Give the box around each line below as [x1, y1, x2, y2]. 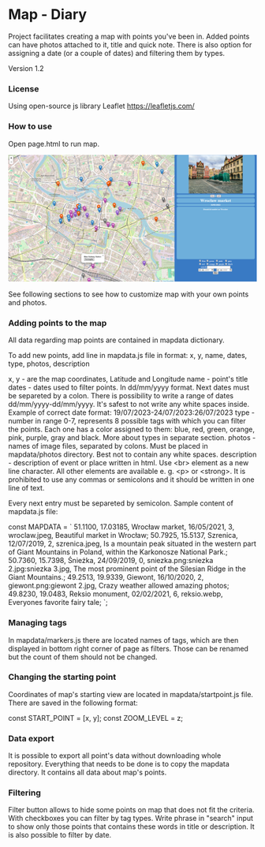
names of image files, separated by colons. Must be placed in [8, 442, 209, 451]
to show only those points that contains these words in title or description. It [8, 822, 255, 831]
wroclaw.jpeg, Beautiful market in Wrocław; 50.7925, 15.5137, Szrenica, [8, 531, 238, 540]
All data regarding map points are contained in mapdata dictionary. [8, 335, 225, 345]
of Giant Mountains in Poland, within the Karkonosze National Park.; [8, 547, 228, 557]
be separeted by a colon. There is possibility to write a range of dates [8, 391, 234, 401]
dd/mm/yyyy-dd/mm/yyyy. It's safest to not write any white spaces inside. [8, 400, 250, 409]
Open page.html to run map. [8, 139, 100, 148]
